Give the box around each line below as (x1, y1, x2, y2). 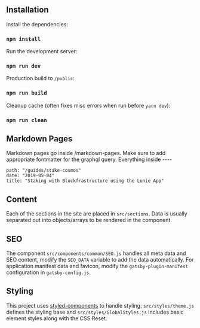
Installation (6, 5, 49, 15)
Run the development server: (6, 48, 78, 55)
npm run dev (6, 63, 41, 69)
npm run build (6, 90, 47, 96)
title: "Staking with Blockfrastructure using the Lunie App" (6, 178, 164, 184)
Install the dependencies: (6, 20, 69, 28)
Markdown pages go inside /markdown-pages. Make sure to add (6, 150, 166, 157)
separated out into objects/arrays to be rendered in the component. (6, 217, 172, 224)
